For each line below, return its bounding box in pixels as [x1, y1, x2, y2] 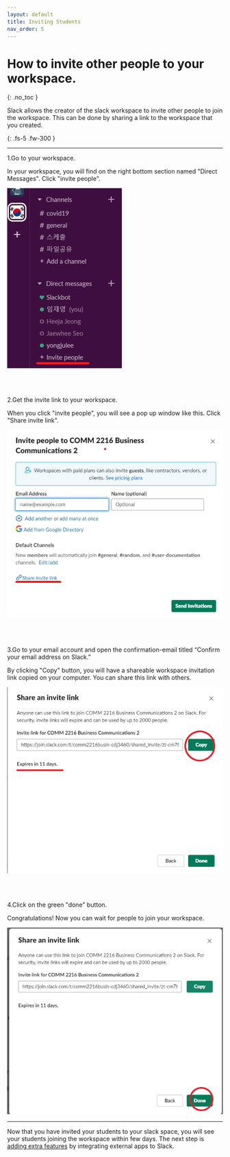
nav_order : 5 [7, 25, 44, 32]
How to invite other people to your [7, 56, 204, 71]
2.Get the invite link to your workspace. [7, 396, 118, 404]
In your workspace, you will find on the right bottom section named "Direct [7, 167, 218, 176]
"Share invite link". [7, 416, 60, 425]
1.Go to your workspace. [7, 154, 76, 163]
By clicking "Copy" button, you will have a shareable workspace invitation [7, 666, 215, 675]
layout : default [7, 11, 53, 18]
